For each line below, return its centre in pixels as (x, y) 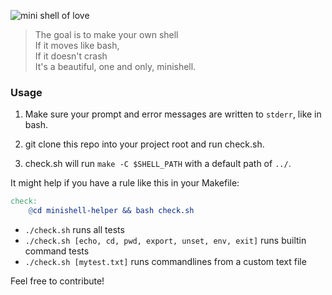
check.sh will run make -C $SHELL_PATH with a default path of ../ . (158, 164)
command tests (57, 251)
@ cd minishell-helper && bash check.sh (111, 211)
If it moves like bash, (77, 45)
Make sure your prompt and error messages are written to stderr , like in (173, 114)
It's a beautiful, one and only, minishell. (115, 66)
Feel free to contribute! (57, 281)
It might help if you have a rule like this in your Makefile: (125, 183)
